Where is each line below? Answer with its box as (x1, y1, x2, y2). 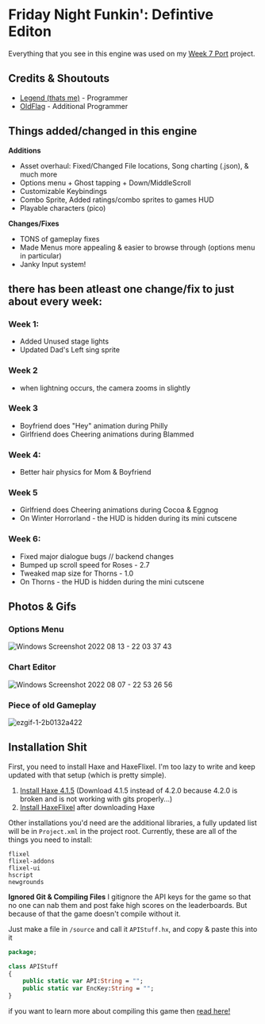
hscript (8, 871, 34, 879)
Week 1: (8, 318, 40, 329)
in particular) (19, 250, 62, 260)
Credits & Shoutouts (8, 72, 109, 85)
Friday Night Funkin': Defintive (8, 6, 214, 24)
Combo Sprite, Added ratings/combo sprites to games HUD (19, 195, 214, 204)
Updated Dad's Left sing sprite (19, 345, 121, 355)
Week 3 (8, 403, 38, 414)
